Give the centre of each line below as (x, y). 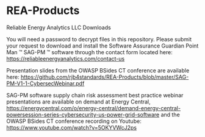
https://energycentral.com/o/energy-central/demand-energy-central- (94, 108)
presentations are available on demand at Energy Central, (78, 102)
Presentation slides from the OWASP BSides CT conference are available (98, 70)
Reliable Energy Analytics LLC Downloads (59, 27)
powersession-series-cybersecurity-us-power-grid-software (83, 114)
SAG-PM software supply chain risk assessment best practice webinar (95, 95)
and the (170, 114)
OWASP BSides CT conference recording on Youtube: (74, 121)
